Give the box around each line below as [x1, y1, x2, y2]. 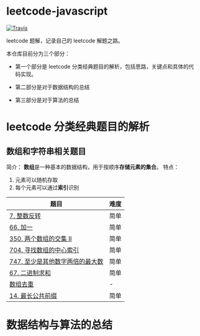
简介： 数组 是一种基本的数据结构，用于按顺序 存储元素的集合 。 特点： [6, 163, 179, 170]
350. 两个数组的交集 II [9, 234, 72, 243]
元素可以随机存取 [15, 176, 58, 183]
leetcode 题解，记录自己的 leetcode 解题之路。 [6, 37, 124, 44]
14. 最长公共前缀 [9, 291, 58, 299]
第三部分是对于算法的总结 [15, 96, 79, 103]
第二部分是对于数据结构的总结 [15, 83, 90, 91]
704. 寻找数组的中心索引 [9, 245, 79, 254]
